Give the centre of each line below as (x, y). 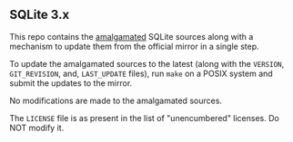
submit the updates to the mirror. (71, 83)
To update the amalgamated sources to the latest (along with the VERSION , (147, 63)
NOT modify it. (37, 128)
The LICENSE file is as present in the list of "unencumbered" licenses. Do (144, 118)
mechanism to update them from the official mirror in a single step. (134, 46)
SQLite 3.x (40, 15)
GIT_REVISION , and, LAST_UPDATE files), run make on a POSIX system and (141, 73)
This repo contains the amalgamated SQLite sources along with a (131, 36)
